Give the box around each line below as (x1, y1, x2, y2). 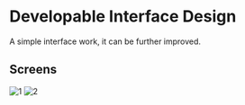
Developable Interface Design (9, 6, 237, 27)
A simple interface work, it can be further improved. (9, 36, 201, 47)
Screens (9, 62, 57, 77)
